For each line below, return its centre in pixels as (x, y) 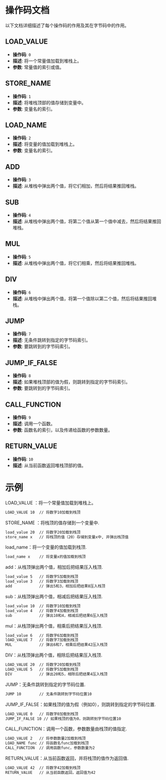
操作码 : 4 (22, 215)
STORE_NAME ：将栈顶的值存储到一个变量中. (52, 523)
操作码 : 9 (22, 417)
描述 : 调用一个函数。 (34, 424)
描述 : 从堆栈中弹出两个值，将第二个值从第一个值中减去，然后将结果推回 (87, 221)
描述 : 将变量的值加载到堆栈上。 (45, 144)
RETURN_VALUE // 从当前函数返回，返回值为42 (50, 772)
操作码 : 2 (22, 138)
